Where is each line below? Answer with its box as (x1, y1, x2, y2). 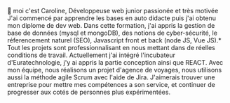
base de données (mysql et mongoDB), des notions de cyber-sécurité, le (7, 29, 217, 37)
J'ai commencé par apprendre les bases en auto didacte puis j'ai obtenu (7, 14, 216, 22)
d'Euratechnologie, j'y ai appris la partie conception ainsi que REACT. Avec (7, 58, 224, 66)
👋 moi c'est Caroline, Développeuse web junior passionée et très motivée (7, 7, 219, 15)
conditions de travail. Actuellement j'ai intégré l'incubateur (7, 51, 176, 59)
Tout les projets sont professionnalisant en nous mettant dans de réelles (7, 44, 215, 51)
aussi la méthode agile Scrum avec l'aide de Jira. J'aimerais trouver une (7, 73, 215, 81)
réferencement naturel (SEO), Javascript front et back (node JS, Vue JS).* (7, 36, 222, 45)
